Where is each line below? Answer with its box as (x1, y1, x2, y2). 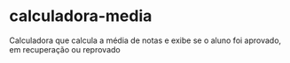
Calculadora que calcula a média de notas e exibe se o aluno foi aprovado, (9, 35, 282, 45)
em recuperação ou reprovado (9, 44, 121, 54)
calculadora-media (9, 6, 153, 26)
